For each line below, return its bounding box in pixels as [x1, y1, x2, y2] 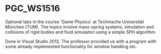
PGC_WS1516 [5, 3, 60, 14]
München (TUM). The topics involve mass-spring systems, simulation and [5, 24, 154, 29]
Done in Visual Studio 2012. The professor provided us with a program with [5, 38, 157, 44]
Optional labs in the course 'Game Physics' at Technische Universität [5, 19, 144, 25]
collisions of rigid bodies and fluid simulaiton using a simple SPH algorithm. [5, 29, 157, 35]
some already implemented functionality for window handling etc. [5, 43, 138, 49]
